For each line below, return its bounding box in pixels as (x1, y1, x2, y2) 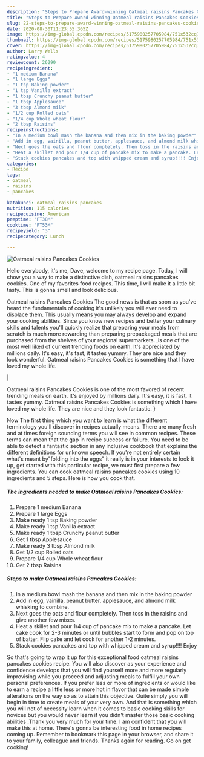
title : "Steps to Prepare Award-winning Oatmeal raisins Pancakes (7, 15, 178, 21)
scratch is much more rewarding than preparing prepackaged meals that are (7, 330, 197, 337)
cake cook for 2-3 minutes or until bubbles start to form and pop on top (15, 629, 194, 636)
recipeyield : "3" (7, 228, 51, 234)
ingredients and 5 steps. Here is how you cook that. (7, 474, 136, 481)
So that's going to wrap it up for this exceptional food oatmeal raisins (7, 654, 179, 661)
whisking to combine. (15, 603, 70, 611)
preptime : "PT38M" (7, 216, 53, 223)
